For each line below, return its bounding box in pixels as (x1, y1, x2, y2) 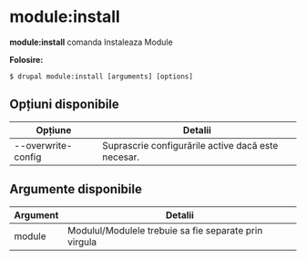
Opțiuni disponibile (9, 97, 120, 112)
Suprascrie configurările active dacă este (102, 139, 279, 151)
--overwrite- (14, 139, 73, 151)
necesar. (102, 151, 139, 163)
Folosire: (9, 54, 44, 65)
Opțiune (36, 123, 72, 136)
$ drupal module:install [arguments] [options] (9, 71, 194, 81)
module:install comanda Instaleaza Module (9, 36, 173, 47)
